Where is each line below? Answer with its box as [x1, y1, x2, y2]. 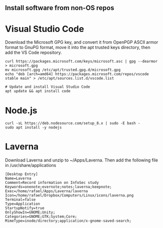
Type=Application [5, 201, 40, 207]
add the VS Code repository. [5, 49, 62, 55]
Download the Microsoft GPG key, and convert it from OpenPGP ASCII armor [5, 39, 159, 45]
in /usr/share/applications [5, 163, 56, 168]
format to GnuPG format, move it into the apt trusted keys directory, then [5, 45, 151, 50]
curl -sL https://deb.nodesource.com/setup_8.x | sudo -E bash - [5, 121, 140, 126]
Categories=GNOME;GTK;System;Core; [5, 214, 77, 219]
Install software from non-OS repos [5, 4, 114, 12]
